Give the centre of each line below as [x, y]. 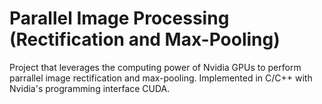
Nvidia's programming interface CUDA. [90, 88]
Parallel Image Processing [119, 18]
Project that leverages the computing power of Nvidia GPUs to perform [155, 67]
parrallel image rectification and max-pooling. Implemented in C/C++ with [161, 78]
